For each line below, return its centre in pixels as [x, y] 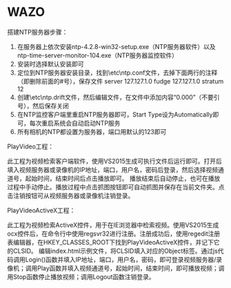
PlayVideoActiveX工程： [41, 210]
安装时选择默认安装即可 [50, 64]
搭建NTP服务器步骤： [38, 32]
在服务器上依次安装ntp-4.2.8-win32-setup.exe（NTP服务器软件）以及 [116, 46]
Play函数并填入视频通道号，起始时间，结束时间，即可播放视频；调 [131, 268]
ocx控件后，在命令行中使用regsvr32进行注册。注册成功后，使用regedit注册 [114, 233]
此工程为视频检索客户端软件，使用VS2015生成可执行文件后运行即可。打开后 [115, 161]
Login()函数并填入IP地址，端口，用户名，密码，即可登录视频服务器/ [121, 259]
